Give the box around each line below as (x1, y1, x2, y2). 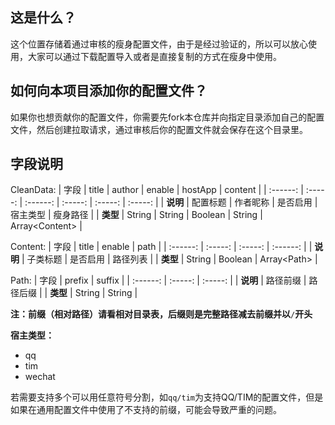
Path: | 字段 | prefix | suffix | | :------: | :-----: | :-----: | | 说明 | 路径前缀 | (10, 274, 307, 287)
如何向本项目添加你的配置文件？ (10, 83, 208, 100)
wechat (24, 371, 56, 383)
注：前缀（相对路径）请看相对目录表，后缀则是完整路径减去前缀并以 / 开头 (10, 308, 313, 320)
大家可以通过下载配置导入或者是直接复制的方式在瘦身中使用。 (27, 50, 282, 62)
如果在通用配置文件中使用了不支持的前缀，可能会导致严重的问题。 (10, 404, 282, 416)
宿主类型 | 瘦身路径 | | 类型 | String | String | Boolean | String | (10, 209, 263, 221)
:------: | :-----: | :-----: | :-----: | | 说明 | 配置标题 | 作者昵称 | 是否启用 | (24, 196, 318, 208)
